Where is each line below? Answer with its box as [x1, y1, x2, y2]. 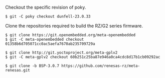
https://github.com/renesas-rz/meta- [61, 63, 140, 68]
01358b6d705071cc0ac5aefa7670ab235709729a [5, 41, 95, 46]
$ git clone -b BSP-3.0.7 [5, 63, 59, 68]
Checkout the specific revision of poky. [5, 5, 86, 10]
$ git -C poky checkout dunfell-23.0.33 [5, 14, 91, 19]
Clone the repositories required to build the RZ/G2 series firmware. [5, 23, 143, 29]
